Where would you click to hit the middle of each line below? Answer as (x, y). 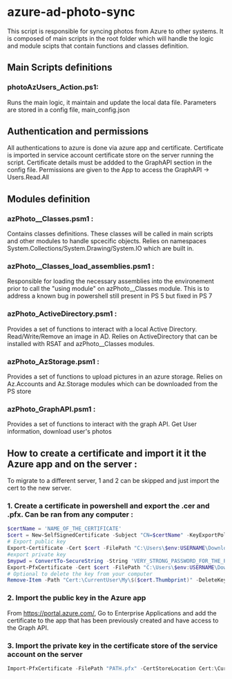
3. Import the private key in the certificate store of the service (113, 645)
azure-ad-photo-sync (71, 12)
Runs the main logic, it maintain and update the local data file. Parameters (112, 102)
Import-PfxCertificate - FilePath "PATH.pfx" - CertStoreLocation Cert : (111, 668)
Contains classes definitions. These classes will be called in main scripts (110, 234)
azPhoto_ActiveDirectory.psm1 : (62, 314)
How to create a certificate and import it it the (107, 453)
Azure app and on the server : (72, 464)
